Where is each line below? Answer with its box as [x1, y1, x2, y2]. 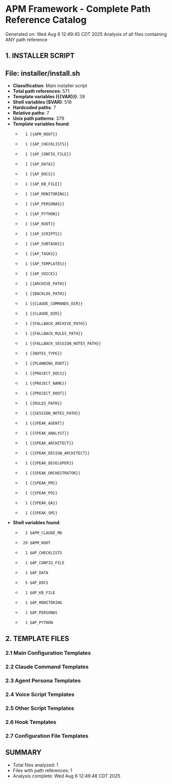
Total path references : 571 [12, 88, 70, 94]
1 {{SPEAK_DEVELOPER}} [25, 461, 74, 466]
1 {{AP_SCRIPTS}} [25, 231, 63, 237]
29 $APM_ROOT [23, 541, 51, 546]
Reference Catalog [5, 14, 87, 26]
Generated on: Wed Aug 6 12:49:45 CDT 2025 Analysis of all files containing [5, 31, 167, 37]
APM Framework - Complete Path [5, 3, 151, 15]
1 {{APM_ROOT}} [25, 132, 58, 137]
